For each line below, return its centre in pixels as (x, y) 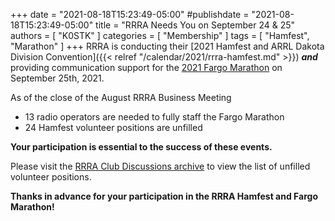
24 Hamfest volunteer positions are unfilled (113, 127)
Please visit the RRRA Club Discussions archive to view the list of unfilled (160, 166)
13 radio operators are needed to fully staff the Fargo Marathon (154, 117)
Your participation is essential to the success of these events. (141, 147)
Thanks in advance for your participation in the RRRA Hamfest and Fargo (164, 196)
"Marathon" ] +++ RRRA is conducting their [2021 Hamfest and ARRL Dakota (167, 46)
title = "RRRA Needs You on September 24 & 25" (195, 25)
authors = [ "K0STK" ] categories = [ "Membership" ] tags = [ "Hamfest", (160, 35)
